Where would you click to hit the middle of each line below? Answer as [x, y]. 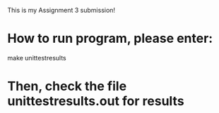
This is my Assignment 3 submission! [61, 10]
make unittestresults [37, 58]
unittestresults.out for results [96, 101]
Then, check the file [67, 86]
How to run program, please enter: [110, 39]
